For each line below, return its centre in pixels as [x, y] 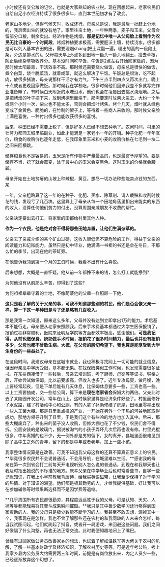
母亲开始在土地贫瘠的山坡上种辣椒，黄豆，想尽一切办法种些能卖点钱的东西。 [82, 178]
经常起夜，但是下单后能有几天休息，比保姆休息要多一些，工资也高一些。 [87, 386]
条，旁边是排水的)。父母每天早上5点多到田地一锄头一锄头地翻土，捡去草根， [82, 55]
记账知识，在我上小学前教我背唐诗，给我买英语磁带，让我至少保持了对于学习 [82, 477]
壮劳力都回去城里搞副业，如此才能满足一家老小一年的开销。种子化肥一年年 [80, 133]
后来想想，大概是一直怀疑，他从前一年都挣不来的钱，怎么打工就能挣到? [77, 272]
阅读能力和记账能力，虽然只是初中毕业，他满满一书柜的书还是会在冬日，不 [80, 245]
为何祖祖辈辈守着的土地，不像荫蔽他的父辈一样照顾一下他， [65, 293]
